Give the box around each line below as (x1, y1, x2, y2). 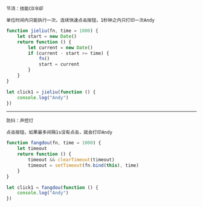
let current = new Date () (28, 45, 94, 51)
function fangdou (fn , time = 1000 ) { (6, 140, 101, 146)
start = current (38, 61, 80, 67)
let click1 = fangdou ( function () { (6, 184, 98, 191)
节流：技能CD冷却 (6, 5, 43, 11)
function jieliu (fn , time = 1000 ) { (6, 28, 98, 34)
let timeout (17, 146, 47, 152)
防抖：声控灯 (6, 118, 34, 124)
